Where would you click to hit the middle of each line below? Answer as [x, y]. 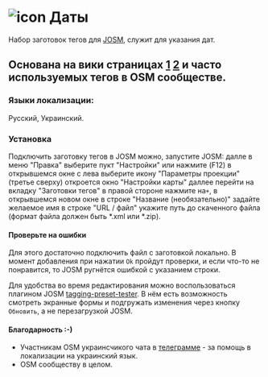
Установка [30, 139]
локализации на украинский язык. [79, 356]
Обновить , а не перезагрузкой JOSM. [70, 311]
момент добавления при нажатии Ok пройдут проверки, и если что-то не [134, 261]
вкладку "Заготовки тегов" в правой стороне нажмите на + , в [113, 190]
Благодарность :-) [41, 329]
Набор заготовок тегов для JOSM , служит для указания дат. [112, 39]
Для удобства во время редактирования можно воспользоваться [122, 285]
